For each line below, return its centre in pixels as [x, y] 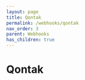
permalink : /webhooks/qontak [42, 23]
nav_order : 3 [22, 29]
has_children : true [31, 40]
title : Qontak [24, 17]
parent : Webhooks [28, 34]
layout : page [22, 12]
